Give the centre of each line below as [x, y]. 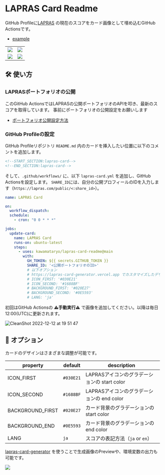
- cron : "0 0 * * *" [35, 220]
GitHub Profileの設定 [30, 134]
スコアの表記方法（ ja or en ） [119, 438]
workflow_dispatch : [29, 211]
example [21, 39]
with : [28, 256]
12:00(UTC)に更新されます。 [34, 314]
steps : [21, 247]
